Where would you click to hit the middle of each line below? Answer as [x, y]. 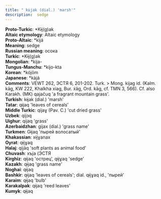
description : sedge [27, 15]
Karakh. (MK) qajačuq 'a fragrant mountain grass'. [57, 94]
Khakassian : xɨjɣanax [28, 137]
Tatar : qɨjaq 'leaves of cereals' [37, 105]
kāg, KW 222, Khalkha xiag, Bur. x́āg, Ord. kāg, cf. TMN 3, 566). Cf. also [80, 88]
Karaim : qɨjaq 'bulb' [26, 180]
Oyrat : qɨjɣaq [19, 142]
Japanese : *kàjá [23, 78]
